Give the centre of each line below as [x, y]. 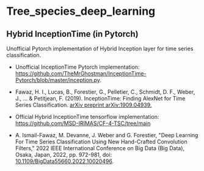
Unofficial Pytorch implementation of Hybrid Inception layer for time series [100, 48]
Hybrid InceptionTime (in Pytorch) [72, 34]
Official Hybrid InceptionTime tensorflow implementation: [87, 117]
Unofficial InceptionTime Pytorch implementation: [77, 67]
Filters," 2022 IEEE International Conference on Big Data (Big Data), [100, 148]
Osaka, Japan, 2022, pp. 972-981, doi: [64, 155]
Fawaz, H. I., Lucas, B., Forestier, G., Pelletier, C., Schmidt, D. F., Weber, [105, 92]
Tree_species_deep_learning [81, 11]
